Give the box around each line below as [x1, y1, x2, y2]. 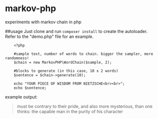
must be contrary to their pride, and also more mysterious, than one [17, 103, 153, 109]
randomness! [5, 55, 29, 61]
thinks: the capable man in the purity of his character [17, 108, 123, 114]
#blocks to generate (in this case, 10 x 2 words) [14, 68, 119, 73]
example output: [5, 94, 38, 100]
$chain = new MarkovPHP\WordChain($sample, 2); [14, 60, 112, 65]
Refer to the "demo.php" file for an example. [5, 34, 94, 39]
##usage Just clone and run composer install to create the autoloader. [5, 28, 148, 34]
